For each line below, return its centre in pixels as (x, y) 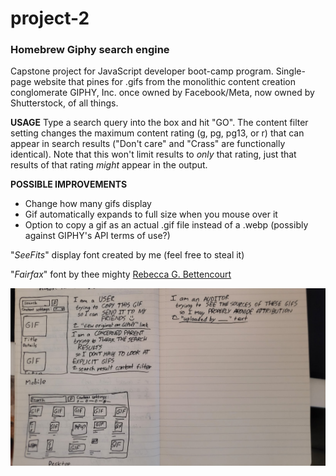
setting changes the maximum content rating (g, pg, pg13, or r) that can (157, 133)
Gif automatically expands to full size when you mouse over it (151, 214)
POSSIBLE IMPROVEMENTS (69, 184)
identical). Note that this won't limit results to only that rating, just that (153, 154)
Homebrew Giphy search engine (90, 50)
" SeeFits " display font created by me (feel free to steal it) (127, 255)
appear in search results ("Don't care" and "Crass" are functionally (148, 144)
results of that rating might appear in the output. (109, 165)
